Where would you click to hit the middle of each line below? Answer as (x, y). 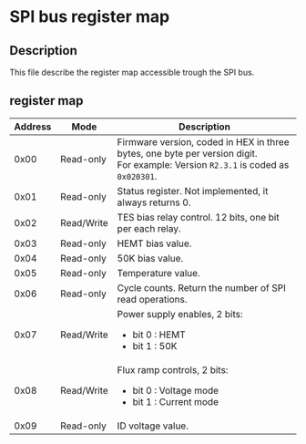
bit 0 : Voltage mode (176, 390)
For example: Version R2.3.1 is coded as (203, 164)
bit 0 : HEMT (159, 335)
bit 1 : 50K (155, 346)
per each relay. (149, 228)
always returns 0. (154, 202)
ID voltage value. (153, 426)
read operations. (153, 299)
